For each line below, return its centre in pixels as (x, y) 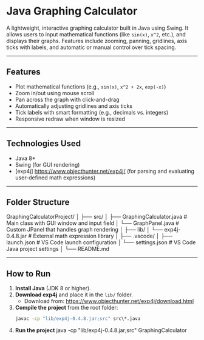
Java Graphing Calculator (72, 11)
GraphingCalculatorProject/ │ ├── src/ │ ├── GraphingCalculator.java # (97, 217)
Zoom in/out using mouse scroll (55, 93)
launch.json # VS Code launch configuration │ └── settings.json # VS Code (101, 242)
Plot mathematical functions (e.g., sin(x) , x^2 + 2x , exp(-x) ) (90, 87)
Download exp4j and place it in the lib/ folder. (74, 295)
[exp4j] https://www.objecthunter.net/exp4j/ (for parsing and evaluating (105, 171)
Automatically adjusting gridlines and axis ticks (73, 106)
